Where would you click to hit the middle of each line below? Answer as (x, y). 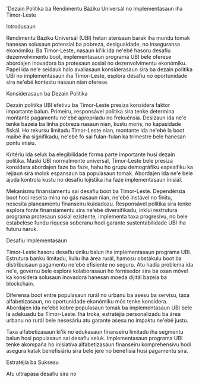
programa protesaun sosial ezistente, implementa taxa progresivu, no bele (97, 216)
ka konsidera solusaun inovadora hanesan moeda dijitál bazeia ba (87, 277)
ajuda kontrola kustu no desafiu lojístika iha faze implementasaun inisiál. (94, 180)
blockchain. (20, 284)
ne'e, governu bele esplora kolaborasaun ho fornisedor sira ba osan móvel (97, 271)
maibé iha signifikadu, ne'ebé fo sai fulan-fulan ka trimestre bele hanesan (96, 137)
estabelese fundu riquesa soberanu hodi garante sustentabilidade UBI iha (96, 223)
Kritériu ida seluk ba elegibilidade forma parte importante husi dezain (91, 154)
